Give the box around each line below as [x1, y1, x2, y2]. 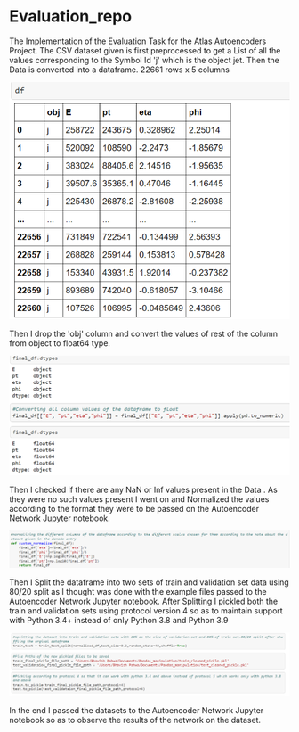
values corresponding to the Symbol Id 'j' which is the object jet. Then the [9, 54, 280, 65]
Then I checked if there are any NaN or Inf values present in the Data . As [9, 484, 278, 495]
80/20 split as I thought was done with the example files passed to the [9, 586, 267, 596]
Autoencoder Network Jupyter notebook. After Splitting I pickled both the [9, 596, 279, 606]
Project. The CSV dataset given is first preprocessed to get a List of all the [9, 45, 281, 55]
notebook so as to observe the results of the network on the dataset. [9, 714, 261, 725]
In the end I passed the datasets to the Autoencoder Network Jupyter [9, 704, 264, 715]
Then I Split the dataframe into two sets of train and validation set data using [9, 577, 289, 588]
